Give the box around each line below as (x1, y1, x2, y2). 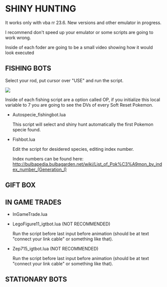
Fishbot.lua (12, 136, 36, 142)
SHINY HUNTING (5, 3, 76, 15)
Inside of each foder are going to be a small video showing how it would (5, 44, 153, 50)
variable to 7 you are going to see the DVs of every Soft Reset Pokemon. (5, 102, 154, 108)
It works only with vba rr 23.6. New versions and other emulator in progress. (5, 20, 162, 26)
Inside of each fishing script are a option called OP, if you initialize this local (5, 96, 161, 103)
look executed (5, 50, 34, 56)
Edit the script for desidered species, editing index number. (12, 146, 134, 152)
